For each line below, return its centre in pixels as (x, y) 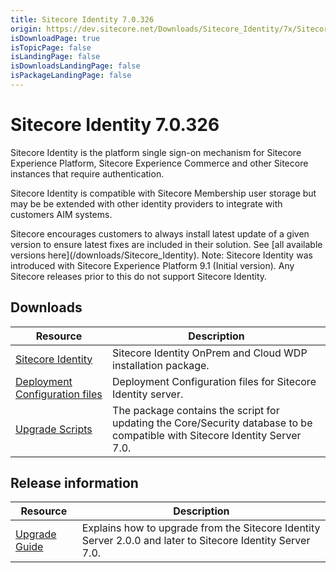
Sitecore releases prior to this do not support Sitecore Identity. (139, 276)
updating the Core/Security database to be (212, 423)
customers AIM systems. (61, 214)
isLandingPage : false (55, 57)
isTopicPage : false (51, 47)
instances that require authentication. (87, 173)
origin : (26, 29)
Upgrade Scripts (54, 429)
